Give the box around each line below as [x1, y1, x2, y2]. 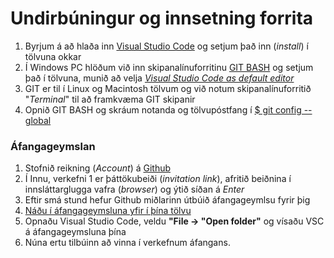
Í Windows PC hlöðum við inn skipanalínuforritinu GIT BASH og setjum [24, 61, 314, 73]
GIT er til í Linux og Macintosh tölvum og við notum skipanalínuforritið [24, 82, 312, 94]
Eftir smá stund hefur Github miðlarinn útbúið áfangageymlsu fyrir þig [24, 194, 311, 206]
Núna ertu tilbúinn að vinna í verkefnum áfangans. [24, 237, 231, 249]
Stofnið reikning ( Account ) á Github [24, 162, 172, 174]
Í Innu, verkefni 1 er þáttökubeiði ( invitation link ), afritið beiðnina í [24, 173, 292, 185]
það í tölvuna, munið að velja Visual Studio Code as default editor [24, 72, 295, 84]
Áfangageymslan [10, 139, 96, 153]
